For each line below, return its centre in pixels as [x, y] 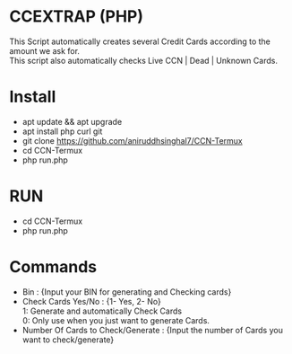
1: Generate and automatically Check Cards [102, 311]
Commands [53, 267]
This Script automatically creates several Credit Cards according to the [140, 41]
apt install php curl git [62, 131]
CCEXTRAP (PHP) [77, 17]
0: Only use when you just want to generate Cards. [116, 320]
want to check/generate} [68, 340]
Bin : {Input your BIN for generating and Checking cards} [127, 292]
